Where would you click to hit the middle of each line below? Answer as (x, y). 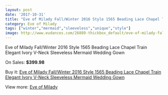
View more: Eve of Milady (31, 87)
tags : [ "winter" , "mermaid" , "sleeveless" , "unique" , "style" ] (68, 28)
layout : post (19, 10)
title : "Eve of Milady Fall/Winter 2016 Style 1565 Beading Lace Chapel (82, 19)
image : (12, 33)
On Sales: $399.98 (25, 62)
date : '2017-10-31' (25, 14)
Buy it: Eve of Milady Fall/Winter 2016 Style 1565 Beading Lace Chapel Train (83, 72)
